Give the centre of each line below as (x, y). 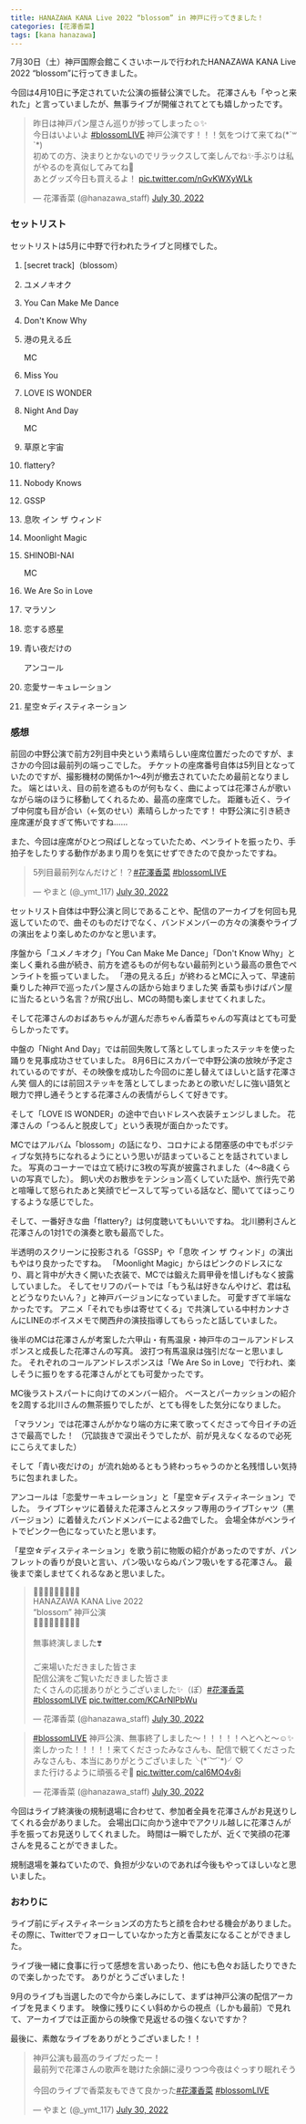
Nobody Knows (52, 482)
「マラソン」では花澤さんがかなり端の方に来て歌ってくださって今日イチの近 (153, 1424)
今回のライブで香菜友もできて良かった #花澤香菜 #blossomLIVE (151, 2090)
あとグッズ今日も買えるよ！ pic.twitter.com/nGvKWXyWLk (143, 179)
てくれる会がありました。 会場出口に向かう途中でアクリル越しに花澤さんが (151, 1822)
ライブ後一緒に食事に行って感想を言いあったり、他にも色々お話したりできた (153, 1965)
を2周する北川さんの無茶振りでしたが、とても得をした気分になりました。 (148, 1404)
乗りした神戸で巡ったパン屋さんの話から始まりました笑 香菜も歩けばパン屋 (152, 987)
